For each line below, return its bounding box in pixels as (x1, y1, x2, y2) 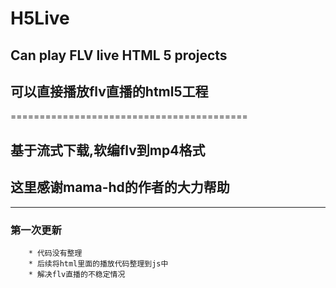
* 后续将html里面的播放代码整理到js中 (28, 258, 169, 269)
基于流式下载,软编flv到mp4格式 (10, 142, 206, 159)
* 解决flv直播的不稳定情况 (28, 269, 126, 279)
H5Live (10, 7, 70, 30)
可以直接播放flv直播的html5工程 (10, 83, 209, 100)
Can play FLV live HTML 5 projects (10, 47, 228, 64)
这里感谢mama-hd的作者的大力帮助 (10, 179, 230, 196)
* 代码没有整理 (28, 248, 83, 258)
